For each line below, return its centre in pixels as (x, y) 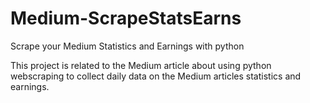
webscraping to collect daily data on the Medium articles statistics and (156, 76)
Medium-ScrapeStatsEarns (126, 18)
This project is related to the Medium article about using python (141, 65)
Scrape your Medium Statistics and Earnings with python (127, 46)
